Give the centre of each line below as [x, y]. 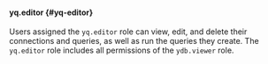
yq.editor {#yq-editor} [51, 12]
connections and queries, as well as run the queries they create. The [134, 41]
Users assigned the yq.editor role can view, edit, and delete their [128, 32]
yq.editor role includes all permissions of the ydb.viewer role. [122, 50]
